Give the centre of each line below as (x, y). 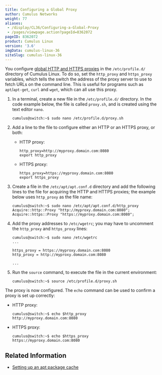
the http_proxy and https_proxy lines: (50, 229)
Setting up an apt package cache (45, 367)
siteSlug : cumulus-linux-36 (34, 55)
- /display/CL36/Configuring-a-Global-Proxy (53, 28)
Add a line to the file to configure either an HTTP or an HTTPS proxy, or (83, 127)
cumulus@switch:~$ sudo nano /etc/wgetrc (54, 238)
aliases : (14, 23)
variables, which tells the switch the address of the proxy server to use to (79, 79)
